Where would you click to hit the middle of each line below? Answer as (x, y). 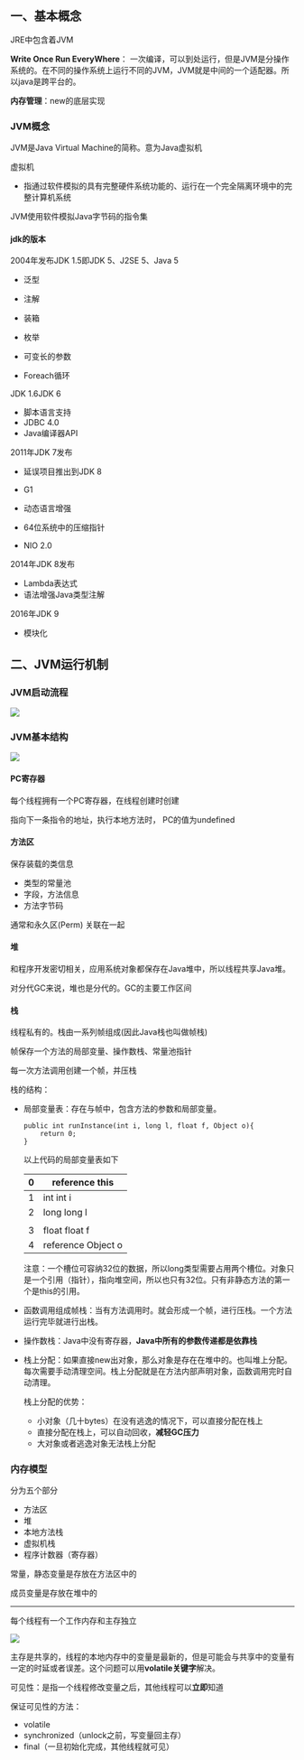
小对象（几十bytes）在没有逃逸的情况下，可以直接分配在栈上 (150, 1421)
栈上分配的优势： (55, 1401)
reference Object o (83, 1245)
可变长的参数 (47, 357)
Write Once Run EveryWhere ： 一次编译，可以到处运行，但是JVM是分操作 (150, 59)
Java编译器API (51, 433)
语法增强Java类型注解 (64, 595)
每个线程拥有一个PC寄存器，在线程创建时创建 (95, 800)
